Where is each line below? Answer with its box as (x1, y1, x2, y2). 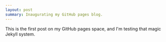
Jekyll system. (5, 31, 35, 37)
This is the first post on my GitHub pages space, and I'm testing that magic (5, 25, 161, 31)
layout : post (5, 7, 33, 12)
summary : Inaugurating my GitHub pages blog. (5, 12, 103, 17)
